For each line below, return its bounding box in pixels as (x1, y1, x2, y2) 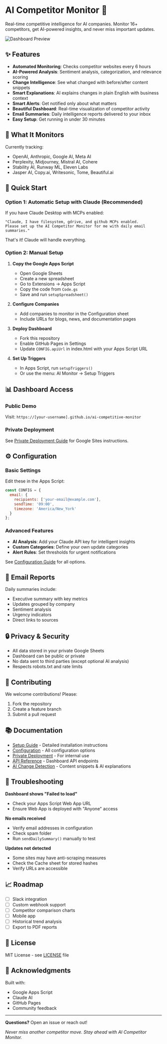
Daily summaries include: (5, 586, 57, 592)
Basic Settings (5, 467, 41, 474)
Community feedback (12, 1005, 57, 1011)
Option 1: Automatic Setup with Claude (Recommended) (5, 198, 143, 205)
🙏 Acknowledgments (5, 966, 71, 975)
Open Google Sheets (19, 270, 63, 276)
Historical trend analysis (12, 918, 62, 924)
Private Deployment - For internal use (12, 752, 89, 758)
